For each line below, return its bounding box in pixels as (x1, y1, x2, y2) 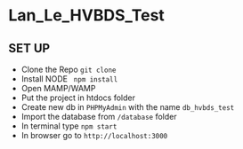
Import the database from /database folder (20, 112, 177, 122)
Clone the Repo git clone (20, 64, 117, 74)
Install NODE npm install (20, 74, 118, 84)
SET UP (8, 41, 51, 56)
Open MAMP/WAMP (20, 83, 96, 93)
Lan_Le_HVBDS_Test (8, 5, 166, 26)
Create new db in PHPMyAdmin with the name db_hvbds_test (20, 102, 235, 112)
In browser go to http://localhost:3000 (20, 130, 168, 140)
